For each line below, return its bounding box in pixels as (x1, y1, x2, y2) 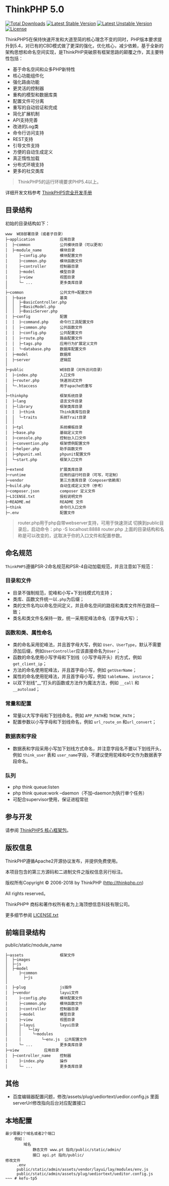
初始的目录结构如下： (5, 220, 50, 226)
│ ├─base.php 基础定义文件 (5, 430, 83, 435)
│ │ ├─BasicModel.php (5, 304, 56, 309)
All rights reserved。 (5, 890, 48, 896)
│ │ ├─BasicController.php (5, 300, 67, 305)
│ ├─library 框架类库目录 (5, 404, 83, 409)
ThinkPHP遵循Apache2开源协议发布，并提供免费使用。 (5, 858, 121, 864)
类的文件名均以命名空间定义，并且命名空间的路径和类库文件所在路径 (12, 602, 155, 608)
